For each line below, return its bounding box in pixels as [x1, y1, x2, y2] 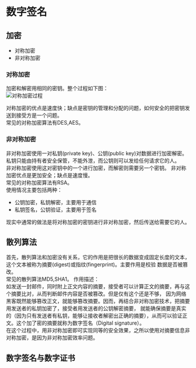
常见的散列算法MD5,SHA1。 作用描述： [6, 276, 99, 283]
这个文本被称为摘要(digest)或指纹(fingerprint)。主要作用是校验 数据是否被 [6, 261, 183, 268]
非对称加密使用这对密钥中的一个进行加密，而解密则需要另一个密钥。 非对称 [6, 164, 187, 171]
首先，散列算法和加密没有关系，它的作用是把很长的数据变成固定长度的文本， [6, 254, 190, 261]
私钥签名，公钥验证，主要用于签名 [14, 206, 97, 213]
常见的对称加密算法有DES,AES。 [6, 119, 84, 126]
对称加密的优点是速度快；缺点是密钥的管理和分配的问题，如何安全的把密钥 [6, 105, 185, 112]
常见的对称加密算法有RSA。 [6, 179, 73, 186]
